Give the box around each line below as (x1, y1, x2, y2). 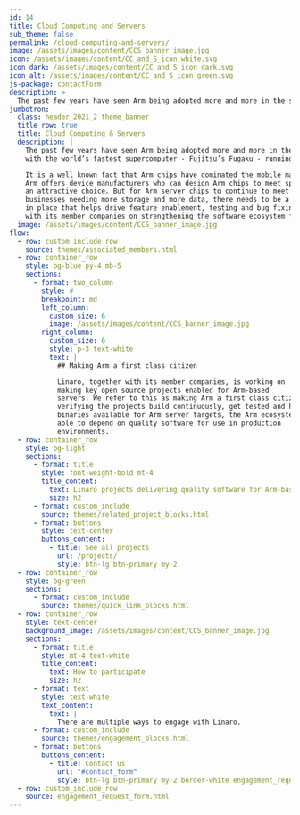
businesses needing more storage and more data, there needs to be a (25, 195, 290, 204)
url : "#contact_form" (56, 767, 138, 777)
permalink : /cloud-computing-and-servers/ (9, 37, 170, 47)
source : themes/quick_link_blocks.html (41, 602, 190, 611)
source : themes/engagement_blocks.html (41, 734, 190, 744)
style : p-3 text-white (48, 345, 134, 353)
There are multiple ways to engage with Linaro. (56, 718, 242, 727)
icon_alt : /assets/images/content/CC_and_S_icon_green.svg (9, 71, 234, 80)
